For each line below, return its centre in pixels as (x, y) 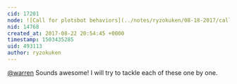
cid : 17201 (23, 14)
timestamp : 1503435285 (41, 40)
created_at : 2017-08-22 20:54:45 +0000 (66, 33)
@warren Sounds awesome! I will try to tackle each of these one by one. (113, 72)
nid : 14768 (23, 27)
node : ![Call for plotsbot (47, 20)
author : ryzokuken (34, 53)
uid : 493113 (25, 46)
